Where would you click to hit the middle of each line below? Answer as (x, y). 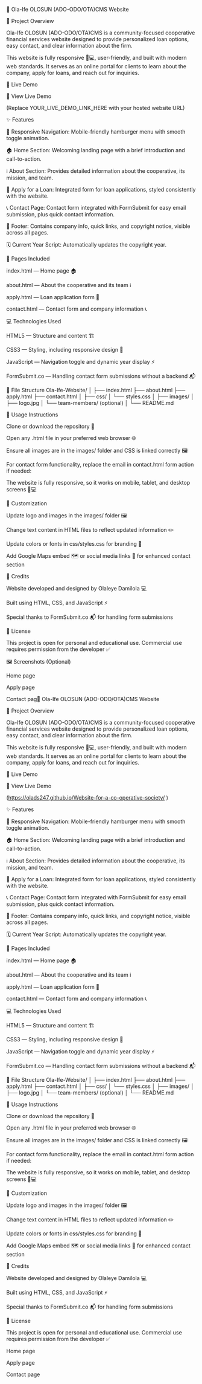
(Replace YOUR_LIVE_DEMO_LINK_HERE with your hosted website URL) (96, 108)
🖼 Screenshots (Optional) (39, 661)
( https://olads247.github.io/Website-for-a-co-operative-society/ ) (87, 797)
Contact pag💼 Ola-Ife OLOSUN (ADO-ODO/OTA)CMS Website (83, 699)
